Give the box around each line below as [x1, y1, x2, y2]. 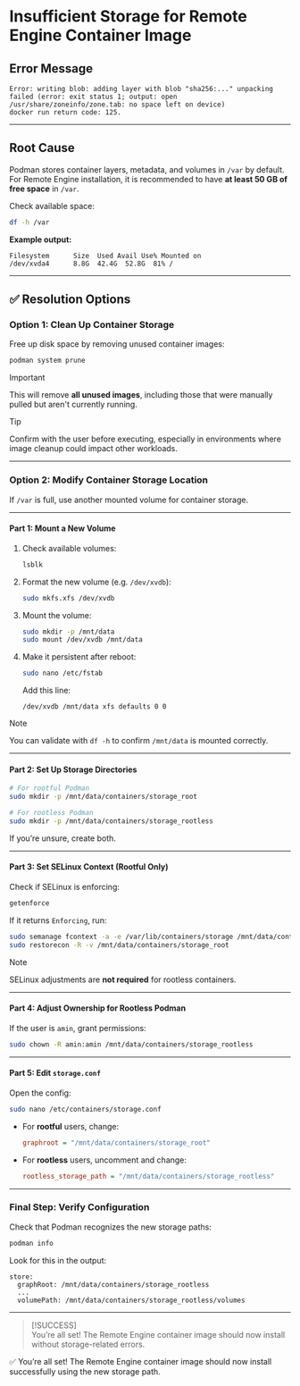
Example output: [9, 234, 72, 245]
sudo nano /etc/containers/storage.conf [9, 1105, 162, 1113]
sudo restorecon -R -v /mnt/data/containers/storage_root [9, 940, 229, 949]
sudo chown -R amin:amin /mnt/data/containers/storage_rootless [9, 1039, 254, 1049]
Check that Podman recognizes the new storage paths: [9, 1222, 212, 1232]
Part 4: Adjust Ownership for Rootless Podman [9, 1003, 186, 1013]
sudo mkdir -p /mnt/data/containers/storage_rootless [9, 816, 214, 826]
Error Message [9, 61, 94, 76]
